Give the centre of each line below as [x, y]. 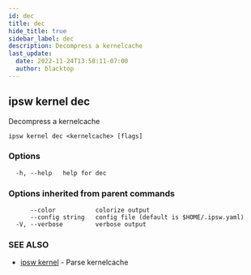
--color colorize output [90, 211]
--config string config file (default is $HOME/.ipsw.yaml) [137, 217]
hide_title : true [38, 31]
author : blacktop [45, 69]
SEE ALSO [29, 245]
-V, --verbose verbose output [81, 225]
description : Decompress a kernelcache [76, 46]
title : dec [27, 24]
